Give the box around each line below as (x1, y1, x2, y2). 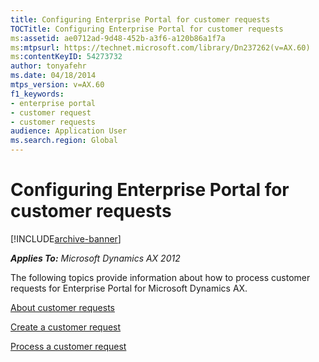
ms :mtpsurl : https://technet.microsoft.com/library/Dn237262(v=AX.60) (10, 42, 311, 53)
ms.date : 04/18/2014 (10, 71, 97, 81)
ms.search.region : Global (10, 136, 118, 146)
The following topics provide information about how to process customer (10, 271, 311, 283)
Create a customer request (10, 321, 122, 333)
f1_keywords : (10, 89, 65, 99)
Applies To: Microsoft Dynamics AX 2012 (10, 252, 181, 264)
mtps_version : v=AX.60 (10, 80, 105, 90)
